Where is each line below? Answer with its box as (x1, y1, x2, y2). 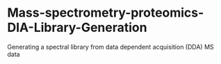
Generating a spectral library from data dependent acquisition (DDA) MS (7, 42, 214, 51)
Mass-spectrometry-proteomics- (7, 5, 204, 21)
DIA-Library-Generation (7, 19, 147, 35)
